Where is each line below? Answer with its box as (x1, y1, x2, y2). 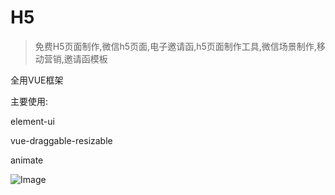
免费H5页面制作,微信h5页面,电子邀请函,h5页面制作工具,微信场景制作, (34, 40, 317, 52)
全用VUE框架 (10, 74, 64, 86)
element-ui (10, 115, 55, 127)
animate (10, 154, 44, 166)
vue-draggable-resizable (10, 134, 113, 146)
